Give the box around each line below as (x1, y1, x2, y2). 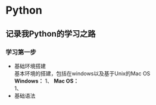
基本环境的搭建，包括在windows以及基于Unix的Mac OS (14, 69, 151, 77)
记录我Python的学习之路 (5, 28, 96, 39)
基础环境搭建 (14, 62, 46, 69)
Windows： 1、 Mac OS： (14, 77, 79, 84)
